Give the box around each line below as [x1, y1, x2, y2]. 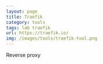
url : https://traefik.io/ [6, 30, 69, 36]
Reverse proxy [6, 52, 41, 58]
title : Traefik [6, 14, 43, 20]
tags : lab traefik [6, 24, 51, 31]
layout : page [6, 8, 38, 15]
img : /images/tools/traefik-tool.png [6, 35, 98, 41]
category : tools [6, 19, 45, 25]
